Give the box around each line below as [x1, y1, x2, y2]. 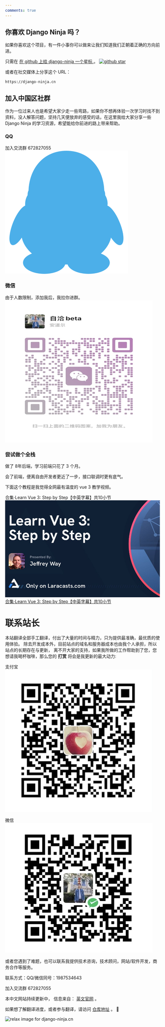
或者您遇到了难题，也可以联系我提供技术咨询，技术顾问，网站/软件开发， [5, 958, 153, 964]
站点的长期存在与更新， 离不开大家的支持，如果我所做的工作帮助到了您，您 [5, 647, 157, 653]
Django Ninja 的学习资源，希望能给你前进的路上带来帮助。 [5, 121, 123, 127]
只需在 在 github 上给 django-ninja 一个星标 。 [5, 59, 98, 64]
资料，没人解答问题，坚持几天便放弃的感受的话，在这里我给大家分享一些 [5, 114, 151, 120]
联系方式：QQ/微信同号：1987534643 [5, 975, 82, 981]
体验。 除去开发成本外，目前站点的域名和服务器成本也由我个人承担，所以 [9, 641, 157, 647]
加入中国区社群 [5, 94, 51, 102]
